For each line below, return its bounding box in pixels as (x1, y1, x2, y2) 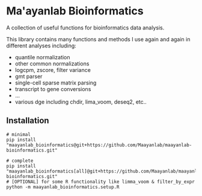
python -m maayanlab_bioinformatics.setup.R (6, 184, 120, 190)
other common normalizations (14, 60, 90, 67)
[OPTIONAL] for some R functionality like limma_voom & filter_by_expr (11, 179, 195, 185)
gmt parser (14, 73, 43, 80)
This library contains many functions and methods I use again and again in (6, 35, 191, 43)
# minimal (6, 131, 31, 137)
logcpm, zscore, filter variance (14, 66, 91, 73)
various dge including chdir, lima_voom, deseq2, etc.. (14, 98, 147, 105)
